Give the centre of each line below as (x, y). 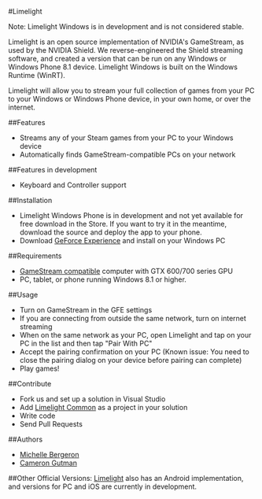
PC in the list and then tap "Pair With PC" (86, 343)
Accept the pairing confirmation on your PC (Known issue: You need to (134, 352)
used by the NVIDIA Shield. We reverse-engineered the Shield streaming (125, 50)
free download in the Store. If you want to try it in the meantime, (123, 224)
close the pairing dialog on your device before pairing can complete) (131, 360)
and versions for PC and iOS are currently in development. (103, 486)
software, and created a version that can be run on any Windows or (117, 59)
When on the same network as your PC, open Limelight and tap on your (135, 335)
